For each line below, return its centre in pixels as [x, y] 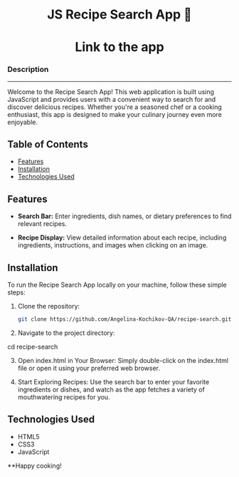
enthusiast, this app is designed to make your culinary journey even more [115, 114]
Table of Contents [48, 144]
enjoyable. [22, 122]
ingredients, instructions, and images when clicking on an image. [113, 245]
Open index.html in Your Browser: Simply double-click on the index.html [123, 360]
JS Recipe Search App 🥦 [119, 15]
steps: [16, 292]
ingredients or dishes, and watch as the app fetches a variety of [111, 389]
